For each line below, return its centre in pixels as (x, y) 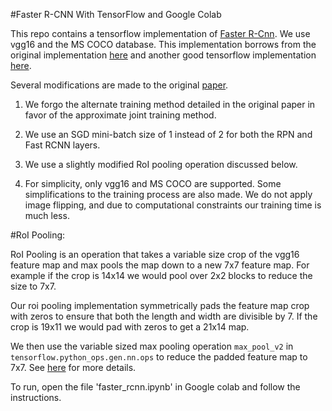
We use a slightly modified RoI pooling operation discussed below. (161, 164)
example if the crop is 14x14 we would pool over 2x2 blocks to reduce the (161, 275)
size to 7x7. (33, 286)
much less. (47, 215)
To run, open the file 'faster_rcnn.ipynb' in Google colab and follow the (155, 387)
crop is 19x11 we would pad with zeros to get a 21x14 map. (130, 327)
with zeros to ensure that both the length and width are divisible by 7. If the (164, 316)
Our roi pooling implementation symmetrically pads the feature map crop (160, 305)
